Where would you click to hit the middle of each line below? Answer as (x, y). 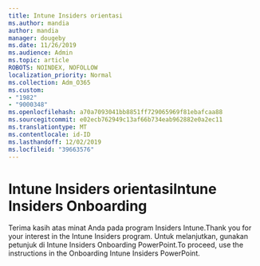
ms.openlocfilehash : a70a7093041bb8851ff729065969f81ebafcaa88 (116, 113)
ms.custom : (26, 90)
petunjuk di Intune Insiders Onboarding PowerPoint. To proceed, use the (126, 245)
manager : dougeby (37, 38)
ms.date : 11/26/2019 (43, 46)
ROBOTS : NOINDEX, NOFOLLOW (53, 68)
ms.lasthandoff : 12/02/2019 (55, 142)
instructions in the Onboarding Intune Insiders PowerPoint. (104, 253)
